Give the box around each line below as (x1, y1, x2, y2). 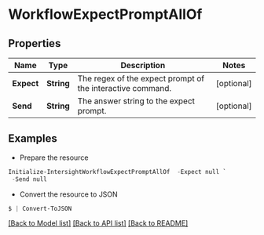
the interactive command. (77, 83, 172, 93)
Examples (8, 132, 57, 146)
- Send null (11, 175, 47, 183)
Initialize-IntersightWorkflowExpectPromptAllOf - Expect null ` (8, 168, 226, 175)
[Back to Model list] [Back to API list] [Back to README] (8, 219, 189, 228)
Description (120, 60, 166, 70)
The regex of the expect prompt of (77, 73, 205, 84)
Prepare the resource (19, 153, 89, 162)
